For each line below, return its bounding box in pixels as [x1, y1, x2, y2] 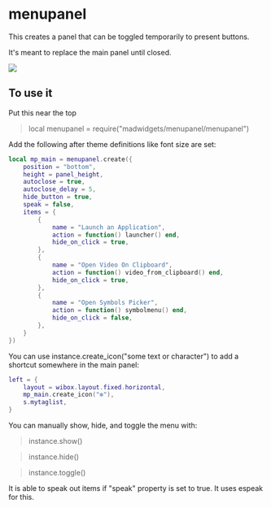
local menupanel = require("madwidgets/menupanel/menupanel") [28, 124, 250, 133]
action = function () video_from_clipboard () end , [51, 268, 224, 276]
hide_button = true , [23, 193, 93, 202]
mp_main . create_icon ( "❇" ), [23, 391, 115, 399]
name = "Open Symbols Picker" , [51, 298, 159, 307]
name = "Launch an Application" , [51, 223, 165, 232]
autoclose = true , [23, 178, 85, 186]
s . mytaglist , [23, 398, 68, 406]
